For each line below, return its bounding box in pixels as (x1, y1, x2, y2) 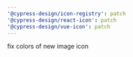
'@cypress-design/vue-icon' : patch (7, 23, 111, 30)
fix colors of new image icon (7, 42, 89, 51)
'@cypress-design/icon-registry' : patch (7, 10, 127, 17)
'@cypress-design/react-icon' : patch (7, 17, 117, 24)
